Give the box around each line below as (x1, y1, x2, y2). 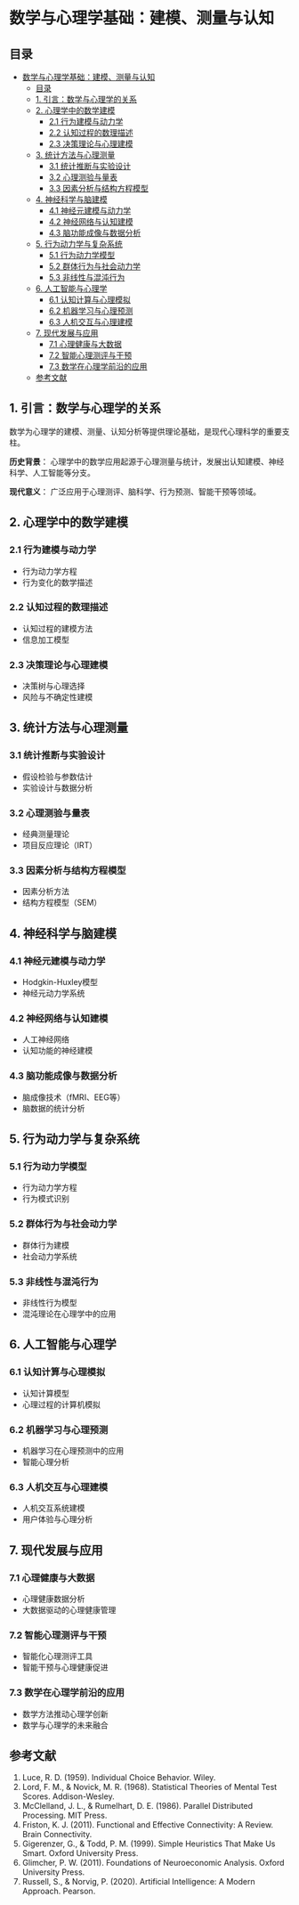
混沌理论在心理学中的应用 (21, 1308, 117, 1319)
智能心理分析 (21, 1456, 69, 1467)
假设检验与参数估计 (21, 771, 93, 782)
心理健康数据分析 (21, 1593, 85, 1604)
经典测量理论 (21, 829, 69, 840)
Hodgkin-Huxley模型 (21, 977, 99, 988)
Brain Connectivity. (21, 1829, 93, 1840)
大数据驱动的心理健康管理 (21, 1604, 117, 1615)
